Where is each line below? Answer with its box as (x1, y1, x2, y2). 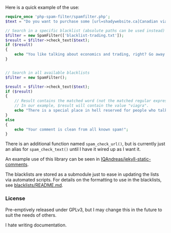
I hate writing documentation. (5, 222, 67, 228)
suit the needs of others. (5, 212, 57, 218)
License (5, 195, 25, 202)
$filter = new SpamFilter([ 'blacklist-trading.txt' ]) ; (5, 33, 124, 38)
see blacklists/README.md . (5, 182, 64, 188)
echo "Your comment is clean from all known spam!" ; (14, 127, 129, 132)
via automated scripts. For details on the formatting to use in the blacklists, (5, 177, 162, 183)
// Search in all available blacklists (5, 70, 90, 75)
